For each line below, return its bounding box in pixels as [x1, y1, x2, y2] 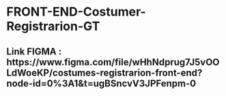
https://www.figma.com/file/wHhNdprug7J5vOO [6, 56, 220, 68]
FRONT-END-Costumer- [6, 4, 146, 20]
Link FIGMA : [6, 46, 62, 57]
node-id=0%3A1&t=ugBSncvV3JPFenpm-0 [6, 78, 196, 89]
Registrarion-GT [6, 18, 100, 34]
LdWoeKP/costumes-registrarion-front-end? [6, 67, 203, 78]
